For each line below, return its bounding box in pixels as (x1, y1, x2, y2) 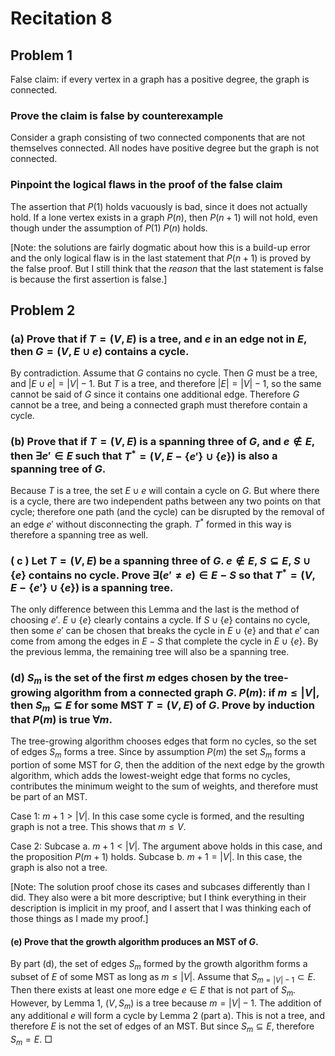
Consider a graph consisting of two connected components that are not (10, 132, 306, 144)
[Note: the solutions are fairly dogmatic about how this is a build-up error (10, 241, 311, 253)
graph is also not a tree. (10, 862, 108, 874)
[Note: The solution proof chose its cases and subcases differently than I (10, 881, 311, 893)
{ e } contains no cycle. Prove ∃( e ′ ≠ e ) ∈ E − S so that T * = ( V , (10, 566, 317, 582)
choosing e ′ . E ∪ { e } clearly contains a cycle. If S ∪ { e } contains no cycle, (10, 614, 311, 626)
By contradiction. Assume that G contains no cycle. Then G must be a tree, (10, 367, 318, 379)
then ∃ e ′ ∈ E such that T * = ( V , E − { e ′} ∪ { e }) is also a (10, 447, 278, 463)
